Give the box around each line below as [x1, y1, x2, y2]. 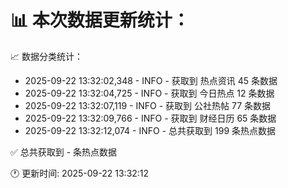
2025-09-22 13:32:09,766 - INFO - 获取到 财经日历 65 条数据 [24, 112, 277, 124]
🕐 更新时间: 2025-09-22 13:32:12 [10, 167, 150, 179]
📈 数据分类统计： [10, 50, 83, 62]
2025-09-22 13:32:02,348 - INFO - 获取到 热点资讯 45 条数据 [24, 74, 278, 86]
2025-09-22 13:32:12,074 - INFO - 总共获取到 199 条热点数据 [24, 124, 276, 136]
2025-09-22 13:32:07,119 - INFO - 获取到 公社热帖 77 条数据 [24, 99, 272, 111]
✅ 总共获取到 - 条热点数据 [10, 146, 118, 158]
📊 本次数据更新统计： [10, 9, 190, 32]
